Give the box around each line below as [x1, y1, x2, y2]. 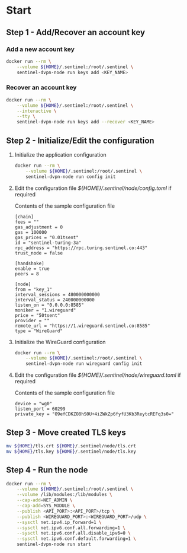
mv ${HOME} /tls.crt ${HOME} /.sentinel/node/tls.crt [6, 443, 136, 449]
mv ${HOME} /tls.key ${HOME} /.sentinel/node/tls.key [6, 449, 136, 455]
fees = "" [14, 219, 40, 225]
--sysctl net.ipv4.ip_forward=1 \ [17, 519, 102, 525]
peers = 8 [14, 271, 40, 276]
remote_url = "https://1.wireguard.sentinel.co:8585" [14, 323, 150, 329]
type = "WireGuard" [14, 328, 63, 334]
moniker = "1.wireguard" [14, 307, 76, 313]
